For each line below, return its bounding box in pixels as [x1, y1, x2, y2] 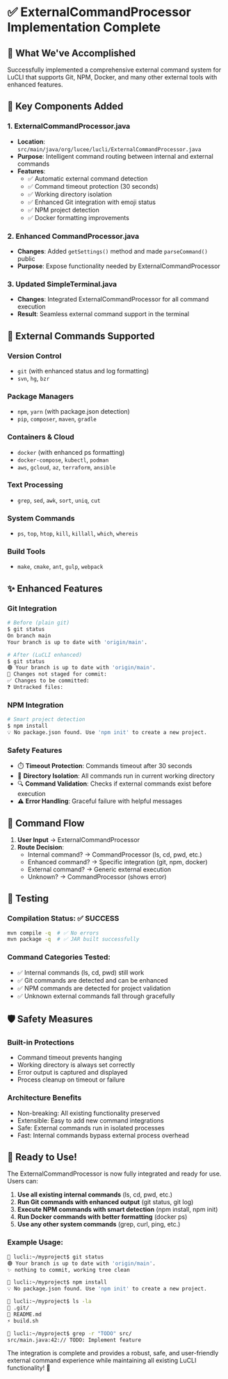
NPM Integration [7, 700, 64, 710]
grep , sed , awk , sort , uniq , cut [17, 496, 101, 504]
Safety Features [7, 745, 63, 755]
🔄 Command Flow [7, 817, 85, 829]
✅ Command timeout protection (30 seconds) [27, 182, 158, 190]
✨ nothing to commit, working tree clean [7, 1266, 130, 1273]
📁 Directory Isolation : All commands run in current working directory [17, 772, 215, 780]
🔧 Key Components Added [7, 100, 124, 112]
